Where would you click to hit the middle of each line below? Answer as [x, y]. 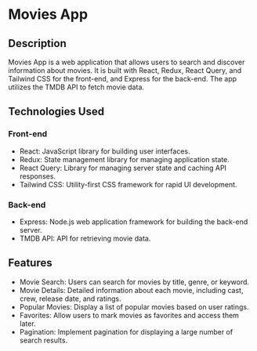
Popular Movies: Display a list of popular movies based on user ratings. [134, 306]
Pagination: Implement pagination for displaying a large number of [126, 331]
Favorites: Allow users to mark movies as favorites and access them [129, 315]
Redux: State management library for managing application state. [124, 159]
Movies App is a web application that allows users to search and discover [127, 62]
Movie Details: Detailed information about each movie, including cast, [131, 290]
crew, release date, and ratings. [70, 299]
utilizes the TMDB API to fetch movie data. [76, 87]
